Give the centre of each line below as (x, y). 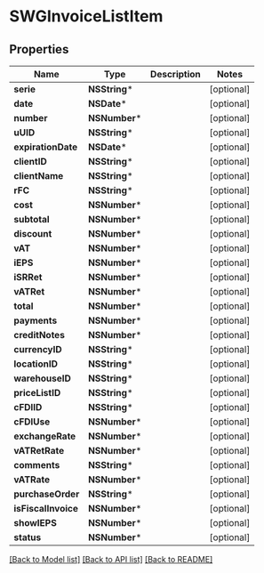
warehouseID (42, 378)
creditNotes (39, 335)
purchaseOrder (47, 494)
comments (37, 465)
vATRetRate (39, 451)
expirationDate (46, 147)
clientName (39, 176)
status (28, 537)
